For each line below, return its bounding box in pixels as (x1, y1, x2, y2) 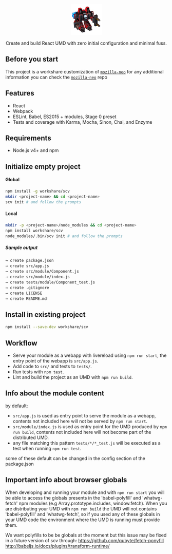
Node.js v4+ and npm (12, 147, 59, 154)
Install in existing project (5, 310, 86, 319)
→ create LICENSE (5, 291, 43, 296)
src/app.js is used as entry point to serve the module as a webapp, (12, 412, 156, 418)
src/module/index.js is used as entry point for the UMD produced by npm (12, 423, 167, 430)
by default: (5, 403, 28, 409)
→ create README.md (5, 296, 47, 301)
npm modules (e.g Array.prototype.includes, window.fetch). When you (18, 500, 167, 506)
